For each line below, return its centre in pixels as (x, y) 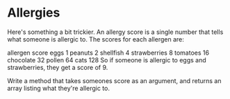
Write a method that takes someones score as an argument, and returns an (114, 80)
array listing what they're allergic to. (58, 88)
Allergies (34, 13)
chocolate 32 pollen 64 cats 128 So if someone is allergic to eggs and (107, 60)
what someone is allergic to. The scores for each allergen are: (96, 39)
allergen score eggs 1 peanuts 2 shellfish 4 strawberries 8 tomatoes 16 (108, 53)
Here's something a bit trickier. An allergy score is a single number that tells (115, 32)
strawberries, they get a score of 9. (58, 67)
